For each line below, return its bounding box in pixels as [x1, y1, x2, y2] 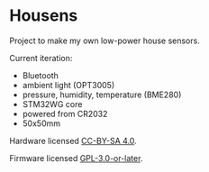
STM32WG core [22, 98, 83, 109]
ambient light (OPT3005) [22, 79, 115, 90]
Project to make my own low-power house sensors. [9, 35, 200, 46]
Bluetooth [22, 69, 59, 81]
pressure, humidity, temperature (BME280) [22, 89, 182, 100]
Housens [9, 5, 78, 26]
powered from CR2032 [22, 108, 108, 119]
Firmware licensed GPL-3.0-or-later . [9, 152, 143, 163]
